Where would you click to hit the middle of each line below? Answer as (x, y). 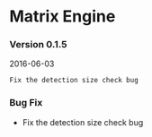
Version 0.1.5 (38, 45)
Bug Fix (26, 103)
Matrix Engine (63, 17)
